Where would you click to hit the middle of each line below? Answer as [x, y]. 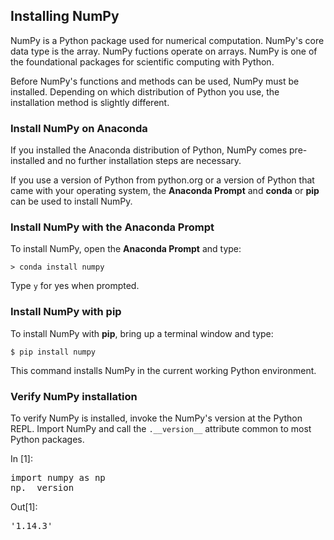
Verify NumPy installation [74, 396]
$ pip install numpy [53, 352]
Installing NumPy [65, 16]
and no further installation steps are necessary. [144, 161]
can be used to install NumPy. [71, 201]
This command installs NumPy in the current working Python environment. [163, 370]
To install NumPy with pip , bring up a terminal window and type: [142, 333]
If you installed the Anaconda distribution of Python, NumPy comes [149, 150]
